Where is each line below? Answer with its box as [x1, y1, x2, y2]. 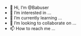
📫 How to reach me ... [9, 26, 55, 31]
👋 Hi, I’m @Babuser [9, 5, 49, 10]
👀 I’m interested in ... [9, 10, 52, 16]
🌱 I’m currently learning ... [9, 15, 62, 20]
